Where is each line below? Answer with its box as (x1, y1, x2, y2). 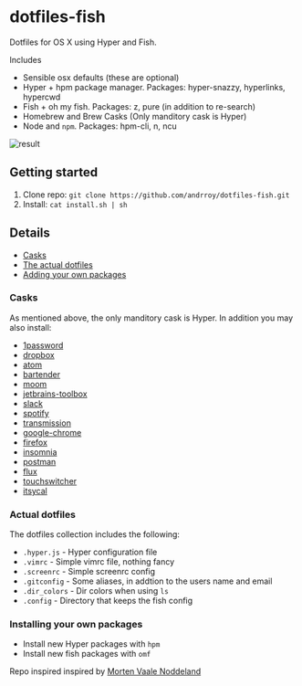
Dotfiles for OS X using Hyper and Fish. (9, 37, 157, 47)
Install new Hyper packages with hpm (22, 639, 161, 649)
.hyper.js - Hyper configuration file (22, 546, 158, 558)
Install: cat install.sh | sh (22, 198, 128, 209)
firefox (22, 437, 48, 448)
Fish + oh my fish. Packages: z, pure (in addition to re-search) (22, 100, 256, 111)
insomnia (22, 446, 57, 458)
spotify (22, 407, 50, 418)
